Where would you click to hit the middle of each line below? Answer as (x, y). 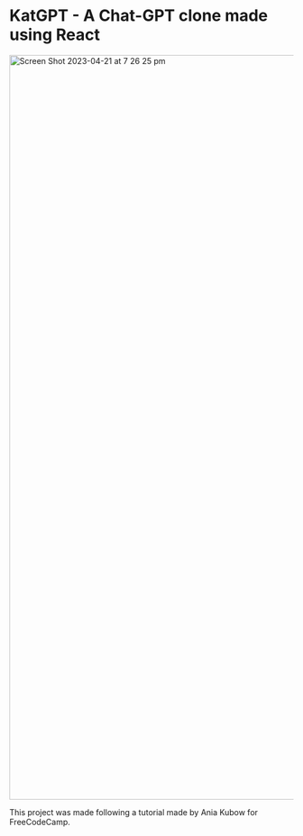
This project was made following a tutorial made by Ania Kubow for (134, 812)
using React (55, 35)
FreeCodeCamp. (40, 822)
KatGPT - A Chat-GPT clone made (139, 16)
